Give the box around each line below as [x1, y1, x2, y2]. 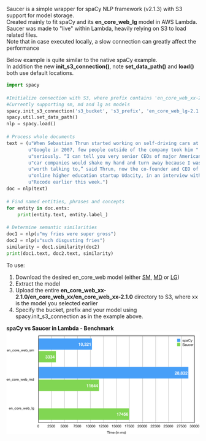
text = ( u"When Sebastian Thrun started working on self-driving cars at [6, 140, 199, 146]
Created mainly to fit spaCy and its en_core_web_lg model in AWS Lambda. [6, 18, 197, 25]
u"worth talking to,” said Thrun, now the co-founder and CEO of [28, 166, 199, 173]
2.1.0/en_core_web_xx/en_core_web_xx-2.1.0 [15, 293, 133, 300]
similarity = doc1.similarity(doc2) [6, 244, 100, 250]
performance [6, 44, 40, 52]
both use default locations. [6, 69, 74, 76]
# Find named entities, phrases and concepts [6, 198, 124, 205]
